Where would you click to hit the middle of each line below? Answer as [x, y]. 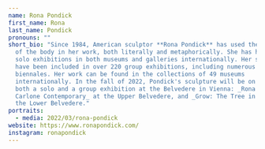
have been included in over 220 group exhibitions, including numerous [136, 67]
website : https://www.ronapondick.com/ [74, 125]
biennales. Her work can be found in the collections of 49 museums [130, 74]
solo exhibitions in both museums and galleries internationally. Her [134, 60]
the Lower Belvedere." [52, 103]
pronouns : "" [30, 37]
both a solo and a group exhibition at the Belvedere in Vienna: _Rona [136, 89]
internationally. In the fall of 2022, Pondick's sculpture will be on [136, 81]
